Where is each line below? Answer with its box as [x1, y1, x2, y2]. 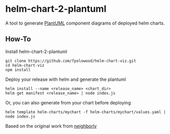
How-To [5, 35, 31, 43]
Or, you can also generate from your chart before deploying [5, 99, 131, 105]
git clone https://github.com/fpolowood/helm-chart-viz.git [5, 58, 137, 63]
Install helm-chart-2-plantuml [5, 48, 68, 54]
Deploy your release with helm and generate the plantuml [5, 76, 126, 82]
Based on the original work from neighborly [5, 123, 97, 129]
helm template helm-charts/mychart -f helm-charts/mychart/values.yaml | [5, 109, 166, 115]
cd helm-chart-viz [5, 62, 45, 68]
